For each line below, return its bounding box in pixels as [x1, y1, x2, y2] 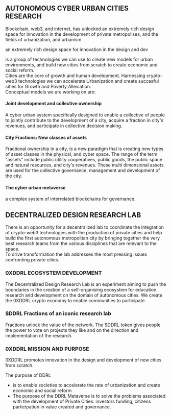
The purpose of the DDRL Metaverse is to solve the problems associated [12, 393, 166, 399]
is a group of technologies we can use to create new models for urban [5, 56, 153, 62]
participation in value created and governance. [12, 404, 111, 410]
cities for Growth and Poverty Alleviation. [5, 83, 91, 89]
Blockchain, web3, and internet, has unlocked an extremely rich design [5, 26, 155, 32]
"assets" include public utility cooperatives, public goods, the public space [5, 157, 162, 163]
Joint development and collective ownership [5, 101, 102, 107]
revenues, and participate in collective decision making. [5, 123, 123, 129]
